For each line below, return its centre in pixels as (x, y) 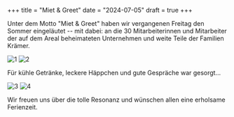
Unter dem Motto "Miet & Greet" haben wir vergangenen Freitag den (106, 23)
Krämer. (19, 46)
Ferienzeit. (22, 107)
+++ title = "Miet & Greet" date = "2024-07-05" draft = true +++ (100, 10)
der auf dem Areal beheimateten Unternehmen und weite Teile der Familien (116, 38)
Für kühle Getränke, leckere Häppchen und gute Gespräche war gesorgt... (114, 73)
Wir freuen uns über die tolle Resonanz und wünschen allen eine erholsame (116, 100)
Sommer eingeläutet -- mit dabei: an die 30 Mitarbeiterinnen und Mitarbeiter (117, 31)
